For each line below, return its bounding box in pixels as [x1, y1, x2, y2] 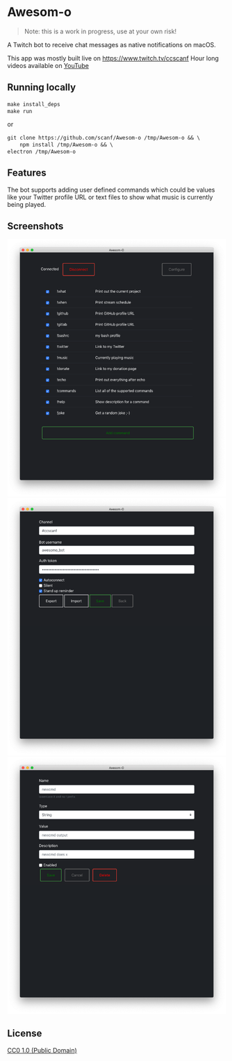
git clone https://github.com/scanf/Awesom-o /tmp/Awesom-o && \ [7, 134, 200, 141]
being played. [7, 200, 47, 208]
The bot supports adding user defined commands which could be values [7, 185, 215, 194]
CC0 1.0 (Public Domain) [7, 1046, 78, 1054]
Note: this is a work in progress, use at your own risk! [24, 27, 177, 35]
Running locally [7, 81, 76, 94]
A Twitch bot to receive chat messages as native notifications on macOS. [7, 40, 217, 49]
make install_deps [7, 101, 60, 108]
